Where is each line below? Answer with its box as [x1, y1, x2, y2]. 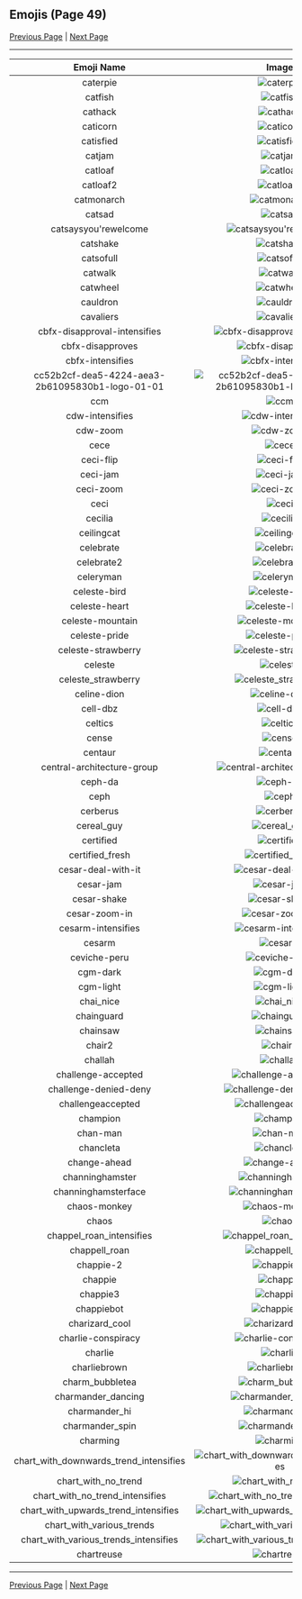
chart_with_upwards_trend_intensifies [20, 1504, 180, 1516]
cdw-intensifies [66, 409, 134, 422]
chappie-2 [75, 1258, 123, 1271]
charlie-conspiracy [58, 1331, 141, 1344]
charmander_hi [67, 1404, 132, 1417]
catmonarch [74, 193, 126, 205]
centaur [83, 746, 117, 759]
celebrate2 [75, 556, 123, 568]
